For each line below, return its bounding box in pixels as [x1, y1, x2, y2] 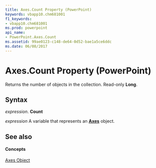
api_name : [5, 30, 26, 35]
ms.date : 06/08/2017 [5, 44, 48, 49]
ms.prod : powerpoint [5, 26, 48, 31]
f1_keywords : [5, 16, 32, 21]
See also [5, 133, 32, 141]
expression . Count [5, 109, 43, 115]
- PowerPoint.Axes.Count [5, 35, 56, 40]
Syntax [5, 96, 28, 104]
